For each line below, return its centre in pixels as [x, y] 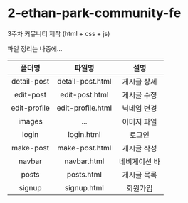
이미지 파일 [140, 121]
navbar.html [84, 161]
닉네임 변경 [140, 108]
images [30, 121]
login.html [84, 134]
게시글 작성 [140, 148]
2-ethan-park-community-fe [94, 13]
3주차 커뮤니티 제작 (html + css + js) [59, 33]
